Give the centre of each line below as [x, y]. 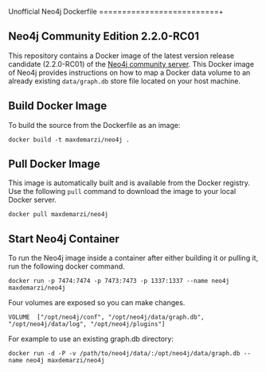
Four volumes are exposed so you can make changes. [97, 303]
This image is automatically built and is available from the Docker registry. [129, 183]
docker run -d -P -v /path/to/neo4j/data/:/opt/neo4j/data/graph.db [124, 354]
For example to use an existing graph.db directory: [91, 339]
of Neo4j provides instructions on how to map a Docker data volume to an [129, 72]
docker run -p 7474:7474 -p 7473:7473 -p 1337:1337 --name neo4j [119, 281]
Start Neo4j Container [64, 239]
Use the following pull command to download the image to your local [122, 192]
